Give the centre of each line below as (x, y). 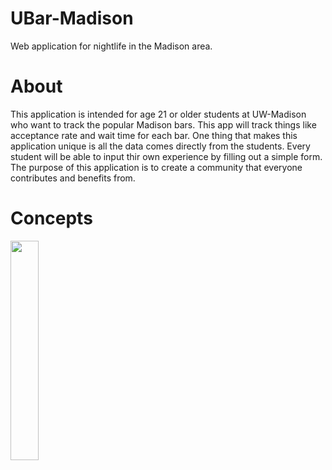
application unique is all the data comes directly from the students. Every (160, 146)
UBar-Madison (72, 18)
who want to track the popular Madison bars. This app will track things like (163, 124)
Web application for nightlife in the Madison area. (111, 46)
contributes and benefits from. (73, 178)
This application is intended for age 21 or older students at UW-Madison (158, 114)
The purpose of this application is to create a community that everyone (156, 167)
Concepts (51, 218)
